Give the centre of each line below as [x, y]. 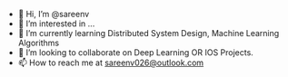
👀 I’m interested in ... [56, 24]
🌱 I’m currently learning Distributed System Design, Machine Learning [149, 33]
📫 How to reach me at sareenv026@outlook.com [111, 63]
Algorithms [39, 43]
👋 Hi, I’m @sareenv [54, 14]
